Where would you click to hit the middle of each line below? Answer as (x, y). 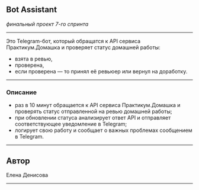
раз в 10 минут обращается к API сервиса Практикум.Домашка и (97, 105)
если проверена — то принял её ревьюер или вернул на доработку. (101, 71)
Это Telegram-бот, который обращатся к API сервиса (73, 41)
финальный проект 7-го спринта (47, 24)
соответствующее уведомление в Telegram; (71, 124)
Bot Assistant (32, 10)
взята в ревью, (33, 59)
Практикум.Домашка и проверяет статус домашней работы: (84, 47)
